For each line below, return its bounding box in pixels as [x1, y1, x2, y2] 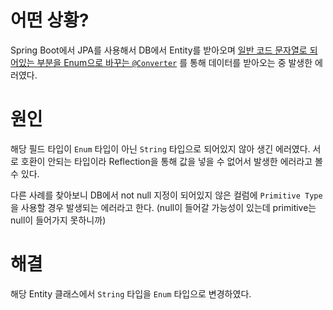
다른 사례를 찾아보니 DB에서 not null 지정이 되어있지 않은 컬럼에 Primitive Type [10, 189, 323, 201]
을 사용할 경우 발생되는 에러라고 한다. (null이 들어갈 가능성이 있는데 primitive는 [10, 201, 317, 213]
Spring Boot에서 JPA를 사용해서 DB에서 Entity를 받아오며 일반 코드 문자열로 [10, 44, 308, 56]
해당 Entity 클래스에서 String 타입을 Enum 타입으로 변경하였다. [10, 287, 252, 300]
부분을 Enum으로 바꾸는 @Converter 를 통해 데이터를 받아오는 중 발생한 [36, 56, 313, 68]
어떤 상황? [10, 9, 90, 32]
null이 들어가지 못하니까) [10, 214, 107, 226]
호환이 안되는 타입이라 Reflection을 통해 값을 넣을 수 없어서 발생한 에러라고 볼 [20, 155, 323, 167]
